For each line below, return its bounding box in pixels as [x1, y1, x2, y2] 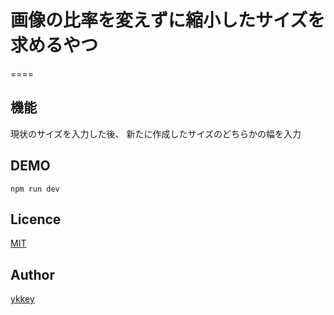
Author [10, 266, 55, 283]
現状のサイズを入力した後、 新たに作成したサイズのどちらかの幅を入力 [10, 127, 302, 140]
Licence [10, 211, 62, 228]
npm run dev [10, 184, 60, 194]
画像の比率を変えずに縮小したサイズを [10, 9, 326, 32]
